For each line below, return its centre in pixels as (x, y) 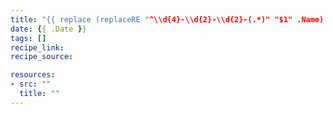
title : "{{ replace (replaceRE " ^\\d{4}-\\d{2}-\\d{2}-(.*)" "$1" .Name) (167, 19)
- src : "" (31, 84)
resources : (33, 75)
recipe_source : (42, 57)
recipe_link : (37, 47)
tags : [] (28, 38)
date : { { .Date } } (48, 29)
